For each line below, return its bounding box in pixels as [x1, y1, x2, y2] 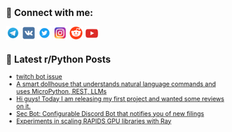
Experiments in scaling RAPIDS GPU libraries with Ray [15, 117, 172, 125]
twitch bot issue [15, 72, 63, 80]
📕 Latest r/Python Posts [6, 54, 111, 66]
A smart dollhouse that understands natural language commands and [15, 80, 217, 88]
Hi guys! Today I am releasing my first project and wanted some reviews [15, 94, 225, 103]
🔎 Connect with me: [6, 7, 93, 19]
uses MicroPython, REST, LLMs [15, 87, 107, 95]
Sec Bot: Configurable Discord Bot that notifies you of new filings [15, 109, 205, 117]
